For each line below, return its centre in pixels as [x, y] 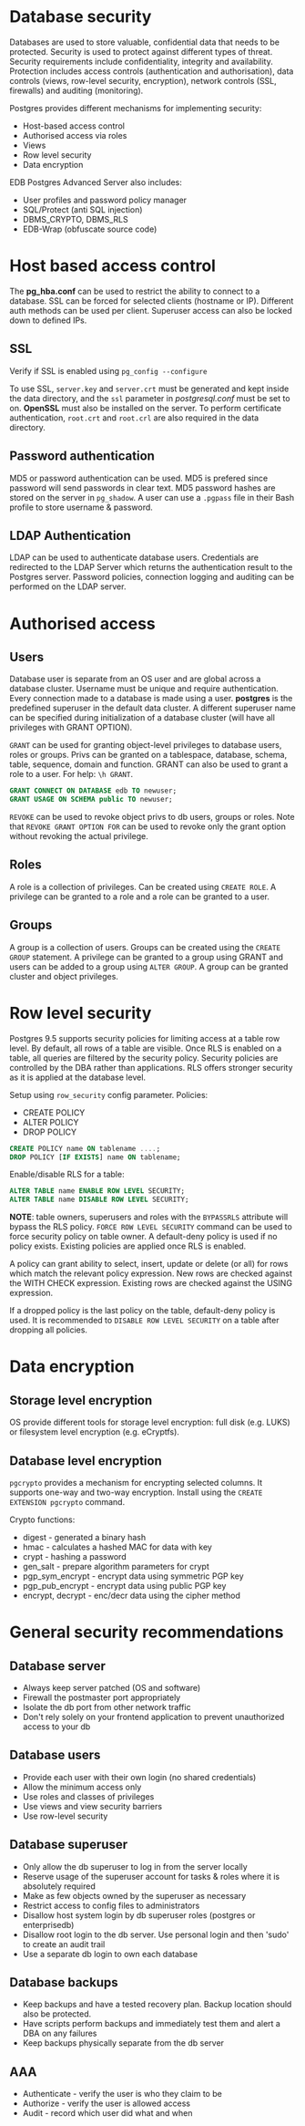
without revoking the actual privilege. [79, 836]
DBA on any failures [60, 2033]
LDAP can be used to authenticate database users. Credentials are [134, 557]
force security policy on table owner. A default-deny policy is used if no [143, 1237]
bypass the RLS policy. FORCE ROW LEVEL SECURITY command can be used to [151, 1227]
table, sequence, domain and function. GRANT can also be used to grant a [149, 764]
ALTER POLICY [51, 1122]
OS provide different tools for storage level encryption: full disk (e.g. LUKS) [150, 1422]
